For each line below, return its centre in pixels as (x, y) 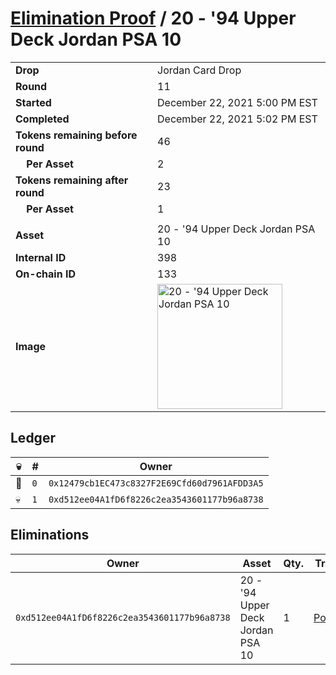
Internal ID (41, 257)
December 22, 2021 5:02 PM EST (237, 119)
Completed (42, 119)
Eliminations (50, 535)
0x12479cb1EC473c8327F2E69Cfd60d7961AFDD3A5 (156, 483)
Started (33, 102)
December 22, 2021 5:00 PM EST (237, 102)
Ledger (33, 438)
